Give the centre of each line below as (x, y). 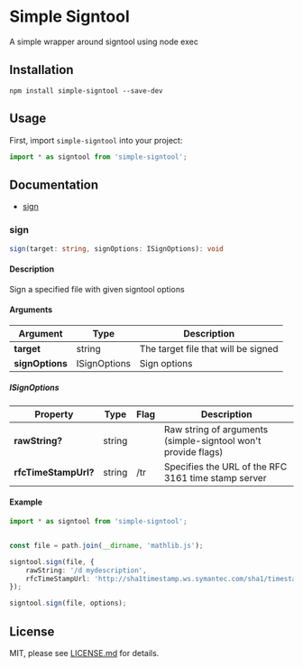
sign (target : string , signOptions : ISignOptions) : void (116, 249)
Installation (41, 70)
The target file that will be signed (209, 348)
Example (26, 502)
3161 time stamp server (215, 477)
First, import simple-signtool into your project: (96, 140)
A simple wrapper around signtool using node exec (104, 42)
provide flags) (193, 451)
